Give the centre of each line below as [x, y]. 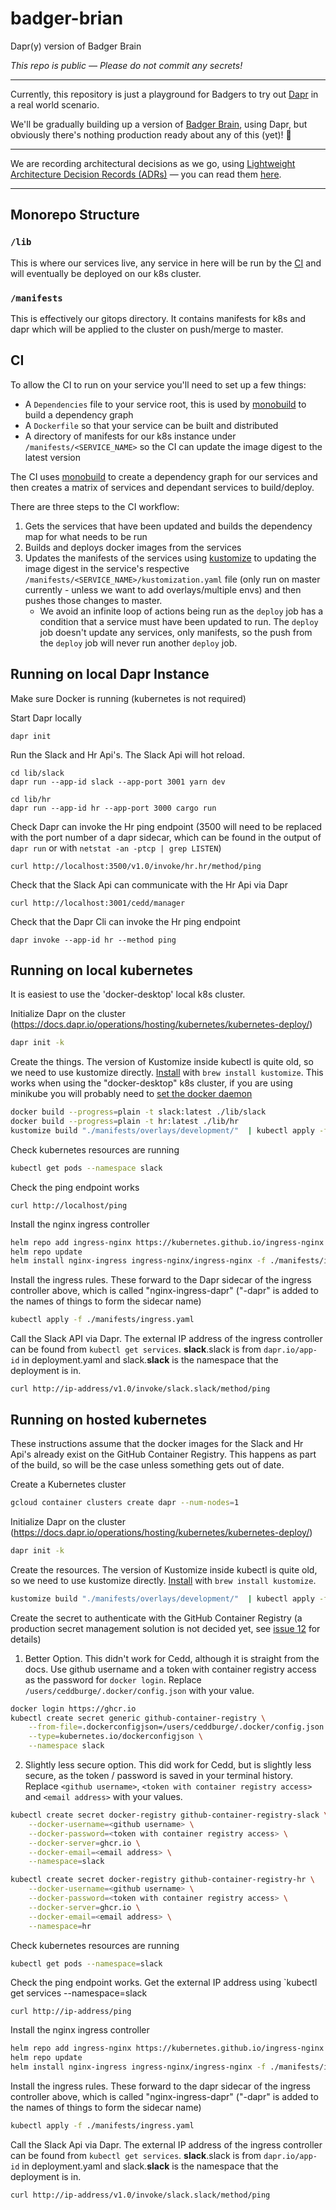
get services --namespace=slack [79, 1993]
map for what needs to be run [86, 536]
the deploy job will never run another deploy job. [138, 643]
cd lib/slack [37, 773]
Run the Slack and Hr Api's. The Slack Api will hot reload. [127, 754]
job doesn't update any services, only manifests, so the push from [176, 632]
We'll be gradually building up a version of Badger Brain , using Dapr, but [159, 124]
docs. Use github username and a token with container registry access [170, 1669]
